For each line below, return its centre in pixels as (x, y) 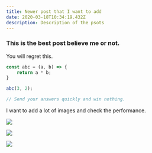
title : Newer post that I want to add (54, 12)
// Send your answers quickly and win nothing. (66, 99)
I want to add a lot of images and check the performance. (76, 110)
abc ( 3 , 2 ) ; (20, 89)
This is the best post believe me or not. (63, 43)
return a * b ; (34, 72)
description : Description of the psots (55, 22)
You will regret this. (30, 56)
